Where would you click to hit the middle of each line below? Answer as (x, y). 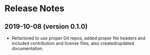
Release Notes (34, 9)
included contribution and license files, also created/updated (73, 43)
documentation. (27, 48)
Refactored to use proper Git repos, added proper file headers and (78, 38)
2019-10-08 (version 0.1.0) (46, 27)
